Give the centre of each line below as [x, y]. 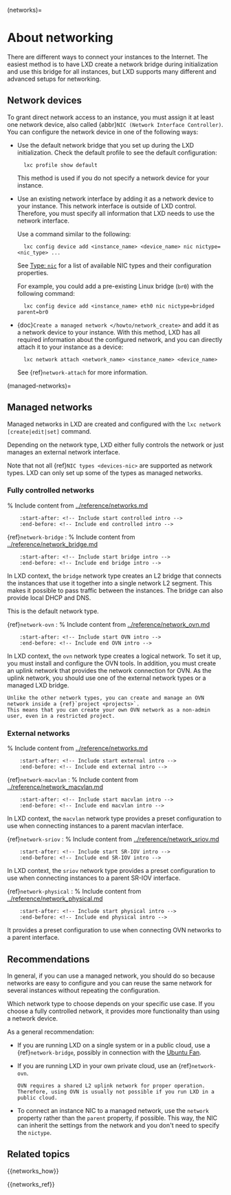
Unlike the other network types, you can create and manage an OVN [106, 698]
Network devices [45, 100]
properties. [33, 272]
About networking [60, 38]
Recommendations [48, 959]
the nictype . [34, 1132]
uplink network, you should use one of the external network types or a [107, 678]
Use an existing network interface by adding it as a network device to [115, 199]
